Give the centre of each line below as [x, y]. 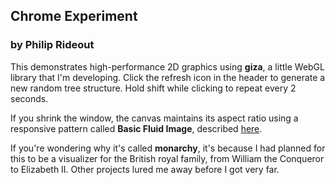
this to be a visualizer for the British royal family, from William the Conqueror [167, 158]
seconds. [29, 98]
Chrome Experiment [74, 16]
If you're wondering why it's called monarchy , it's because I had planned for [168, 148]
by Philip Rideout [52, 45]
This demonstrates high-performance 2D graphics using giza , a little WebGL [167, 66]
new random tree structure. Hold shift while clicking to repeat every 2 [153, 88]
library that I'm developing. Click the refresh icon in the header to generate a [168, 77]
